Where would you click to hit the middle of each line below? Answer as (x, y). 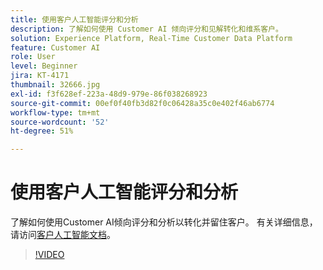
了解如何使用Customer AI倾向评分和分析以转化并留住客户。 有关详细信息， (164, 222)
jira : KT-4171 (40, 76)
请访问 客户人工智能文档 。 (63, 235)
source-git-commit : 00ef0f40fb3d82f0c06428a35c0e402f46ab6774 (142, 103)
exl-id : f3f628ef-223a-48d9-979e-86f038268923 (109, 94)
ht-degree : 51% (42, 131)
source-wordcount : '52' (60, 122)
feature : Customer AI (55, 47)
